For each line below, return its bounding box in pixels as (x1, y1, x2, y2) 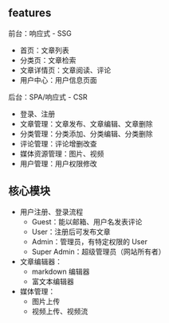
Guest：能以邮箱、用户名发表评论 (31, 216, 143, 226)
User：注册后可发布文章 (31, 227, 111, 236)
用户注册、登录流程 (19, 207, 84, 216)
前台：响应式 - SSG (8, 28, 72, 38)
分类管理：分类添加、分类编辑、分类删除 (19, 129, 153, 138)
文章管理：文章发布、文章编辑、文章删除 (19, 119, 153, 128)
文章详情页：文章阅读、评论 (19, 65, 112, 75)
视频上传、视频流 (31, 306, 88, 316)
